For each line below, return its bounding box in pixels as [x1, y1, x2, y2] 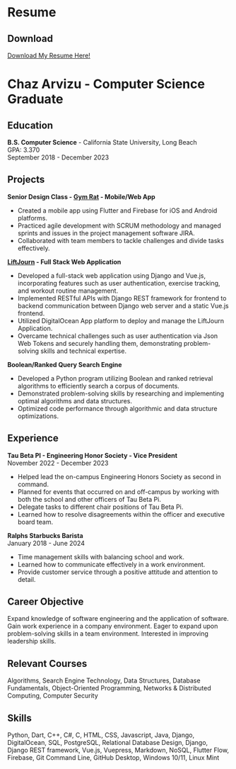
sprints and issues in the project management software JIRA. [17, 228, 196, 237]
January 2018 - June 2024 [7, 539, 85, 547]
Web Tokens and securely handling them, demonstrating [17, 339, 182, 347]
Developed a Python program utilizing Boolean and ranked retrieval [17, 374, 213, 383]
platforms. [17, 213, 48, 222]
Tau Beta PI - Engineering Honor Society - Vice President [7, 451, 178, 459]
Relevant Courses [7, 657, 88, 670]
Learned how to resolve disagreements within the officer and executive [17, 510, 225, 518]
